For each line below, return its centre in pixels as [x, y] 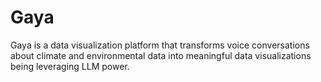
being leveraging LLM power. [70, 66]
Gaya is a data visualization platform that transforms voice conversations [160, 45]
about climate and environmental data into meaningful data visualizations [161, 55]
